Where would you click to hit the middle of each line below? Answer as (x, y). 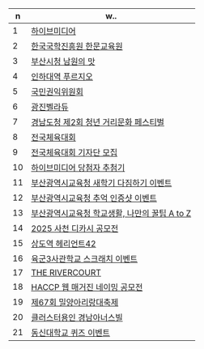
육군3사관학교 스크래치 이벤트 (85, 259)
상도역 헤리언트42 (64, 244)
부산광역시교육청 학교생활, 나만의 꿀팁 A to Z (111, 213)
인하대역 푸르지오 (62, 77)
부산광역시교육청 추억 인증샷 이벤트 (94, 198)
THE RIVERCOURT (66, 272)
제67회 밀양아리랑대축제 (75, 302)
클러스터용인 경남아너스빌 (77, 317)
